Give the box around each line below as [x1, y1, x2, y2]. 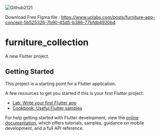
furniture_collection [5, 37, 89, 48]
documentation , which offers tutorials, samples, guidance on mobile [5, 120, 144, 126]
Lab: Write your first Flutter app [12, 99, 77, 106]
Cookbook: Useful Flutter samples [12, 105, 82, 111]
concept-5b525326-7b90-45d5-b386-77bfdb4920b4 [5, 20, 116, 25]
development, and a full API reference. [5, 125, 84, 131]
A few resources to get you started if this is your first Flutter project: [5, 90, 144, 96]
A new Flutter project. [5, 53, 50, 59]
